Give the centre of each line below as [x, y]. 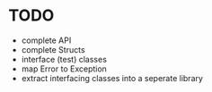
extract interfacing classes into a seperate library [112, 78]
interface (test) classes [64, 59]
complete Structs [53, 49]
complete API [46, 40]
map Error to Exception [64, 69]
